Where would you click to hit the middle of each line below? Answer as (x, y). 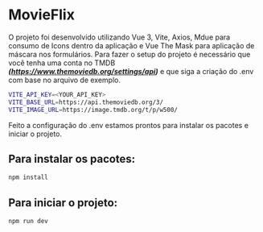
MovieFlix (41, 15)
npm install (28, 178)
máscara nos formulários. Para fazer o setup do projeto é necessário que (129, 54)
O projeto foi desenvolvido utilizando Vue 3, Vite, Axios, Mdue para (119, 37)
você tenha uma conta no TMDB (62, 63)
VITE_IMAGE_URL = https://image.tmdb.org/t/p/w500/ (93, 110)
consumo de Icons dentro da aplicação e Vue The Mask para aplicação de (131, 45)
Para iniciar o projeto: (63, 203)
